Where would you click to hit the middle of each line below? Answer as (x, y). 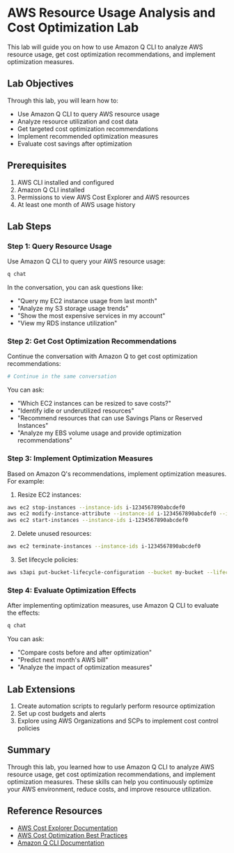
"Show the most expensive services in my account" (91, 316)
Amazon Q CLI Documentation (61, 843)
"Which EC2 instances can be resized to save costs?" (94, 404)
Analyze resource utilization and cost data (78, 121)
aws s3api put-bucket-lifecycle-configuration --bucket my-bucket (106, 573)
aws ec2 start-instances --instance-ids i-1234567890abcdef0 (98, 521)
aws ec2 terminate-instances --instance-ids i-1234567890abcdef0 (104, 546)
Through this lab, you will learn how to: (63, 100)
